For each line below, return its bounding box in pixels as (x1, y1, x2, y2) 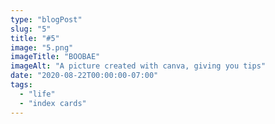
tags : (10, 80, 33, 90)
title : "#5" (10, 33, 60, 43)
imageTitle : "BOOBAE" (10, 52, 101, 62)
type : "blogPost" (10, 14, 83, 25)
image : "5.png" (10, 42, 74, 53)
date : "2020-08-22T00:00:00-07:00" (10, 71, 159, 81)
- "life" (19, 89, 56, 99)
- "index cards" (19, 98, 87, 108)
